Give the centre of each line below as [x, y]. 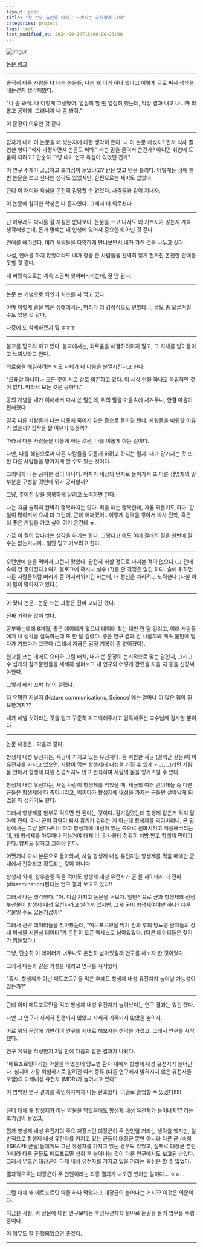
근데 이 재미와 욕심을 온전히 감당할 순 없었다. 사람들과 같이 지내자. [84, 191]
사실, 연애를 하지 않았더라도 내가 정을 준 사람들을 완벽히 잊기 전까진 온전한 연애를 [101, 256]
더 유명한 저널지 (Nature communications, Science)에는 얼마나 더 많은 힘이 [96, 698]
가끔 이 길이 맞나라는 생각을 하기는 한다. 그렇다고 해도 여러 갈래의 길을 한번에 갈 [100, 535]
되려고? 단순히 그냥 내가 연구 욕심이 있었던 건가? [74, 157]
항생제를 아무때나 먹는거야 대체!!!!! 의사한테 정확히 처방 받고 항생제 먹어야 [106, 836]
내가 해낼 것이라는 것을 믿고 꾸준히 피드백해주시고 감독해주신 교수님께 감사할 [96, 718]
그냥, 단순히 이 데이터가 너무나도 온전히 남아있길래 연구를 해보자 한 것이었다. [96, 953]
